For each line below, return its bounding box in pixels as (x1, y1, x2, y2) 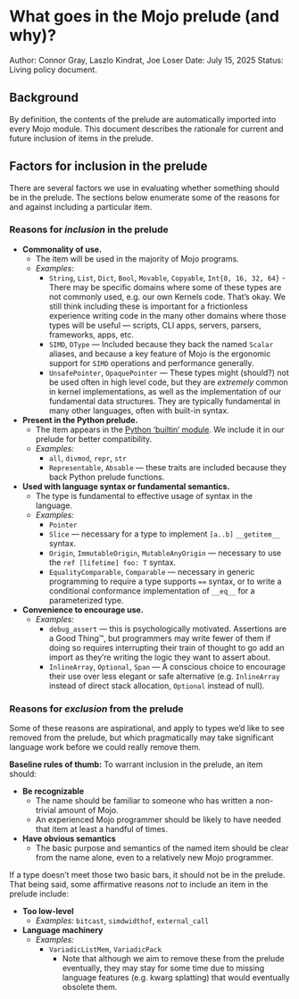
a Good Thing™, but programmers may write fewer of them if (48, 632, 271, 644)
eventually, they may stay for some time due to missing (62, 962, 265, 974)
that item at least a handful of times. (35, 824, 168, 835)
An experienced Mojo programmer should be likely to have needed (35, 814, 281, 825)
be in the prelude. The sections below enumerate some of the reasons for (9, 192, 280, 203)
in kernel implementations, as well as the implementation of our (48, 386, 282, 396)
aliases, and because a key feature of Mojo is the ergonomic (48, 348, 271, 359)
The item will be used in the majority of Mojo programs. (35, 253, 239, 264)
